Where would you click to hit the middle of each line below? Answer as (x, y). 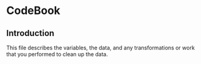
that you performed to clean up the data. (57, 54)
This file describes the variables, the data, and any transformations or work (100, 48)
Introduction (30, 33)
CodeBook (33, 11)
